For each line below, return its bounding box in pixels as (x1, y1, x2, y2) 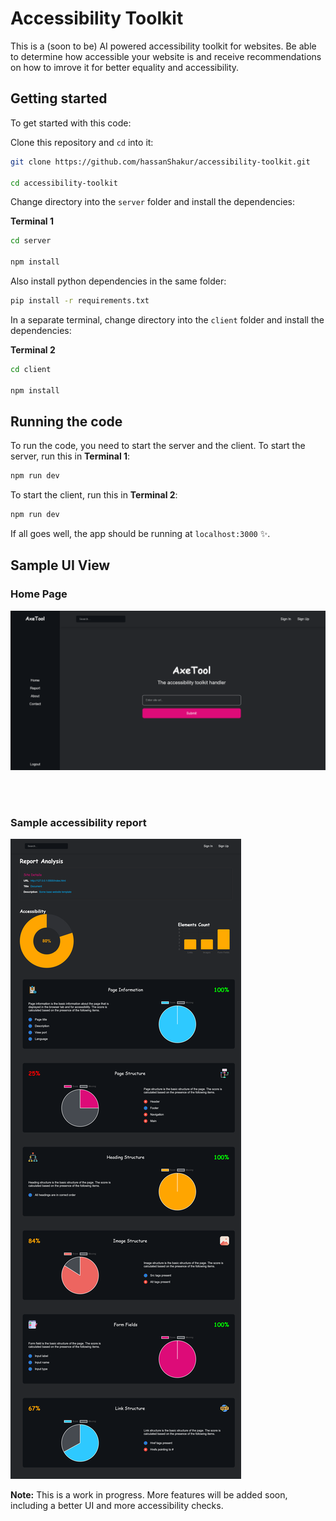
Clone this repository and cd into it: (10, 136, 154, 148)
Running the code (10, 413, 123, 430)
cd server (10, 236, 52, 246)
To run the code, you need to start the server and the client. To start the (10, 440, 306, 452)
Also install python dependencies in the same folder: (10, 275, 227, 287)
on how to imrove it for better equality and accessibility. (10, 61, 240, 73)
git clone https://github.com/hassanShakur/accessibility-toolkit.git (10, 157, 311, 167)
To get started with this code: (10, 117, 132, 129)
